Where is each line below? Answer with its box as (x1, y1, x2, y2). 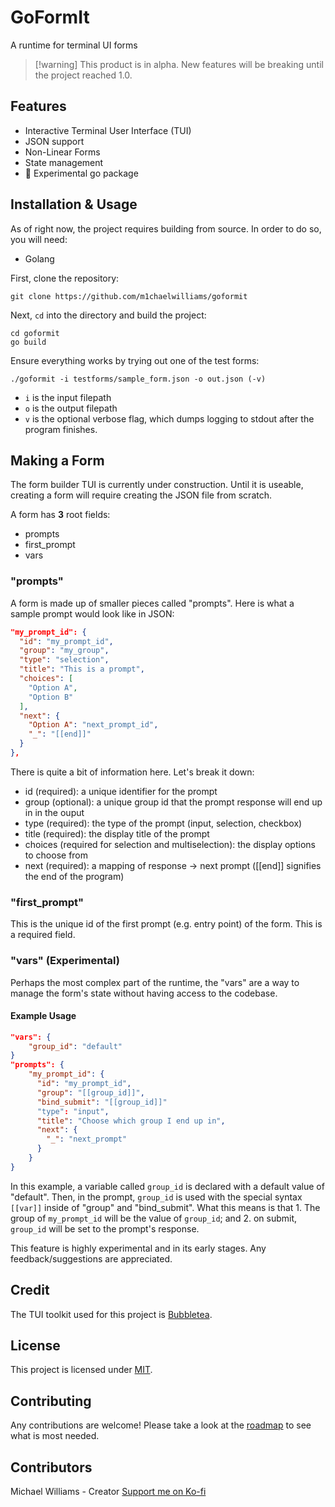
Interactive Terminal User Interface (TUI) (24, 124, 192, 136)
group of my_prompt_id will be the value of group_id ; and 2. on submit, (10, 1212, 298, 1224)
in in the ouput (24, 806, 85, 818)
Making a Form (10, 452, 105, 469)
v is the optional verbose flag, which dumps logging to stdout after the (24, 412, 315, 425)
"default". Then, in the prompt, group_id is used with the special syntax (10, 1191, 303, 1203)
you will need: (10, 233, 68, 245)
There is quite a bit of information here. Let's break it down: (10, 766, 255, 778)
